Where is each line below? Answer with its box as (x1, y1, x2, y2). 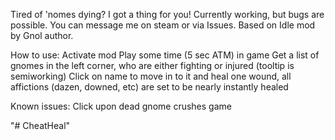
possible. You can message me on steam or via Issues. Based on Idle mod (10, 19, 316, 31)
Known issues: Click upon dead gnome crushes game (10, 100, 232, 112)
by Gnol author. (10, 30, 74, 41)
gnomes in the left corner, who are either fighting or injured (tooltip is (10, 60, 295, 71)
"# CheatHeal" (10, 120, 71, 131)
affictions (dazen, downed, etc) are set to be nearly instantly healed (10, 81, 289, 93)
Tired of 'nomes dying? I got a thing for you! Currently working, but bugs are (10, 9, 325, 20)
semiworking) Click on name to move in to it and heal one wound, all (10, 70, 292, 82)
